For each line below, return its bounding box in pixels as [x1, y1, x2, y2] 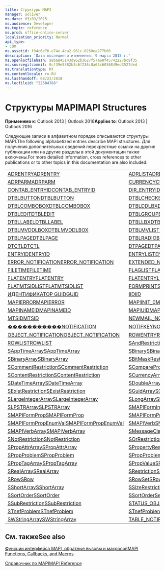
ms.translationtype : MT [5, 67, 54, 72]
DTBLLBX [128, 218, 151, 225]
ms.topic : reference [5, 26, 48, 31]
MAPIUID [128, 306, 150, 313]
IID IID [128, 291, 141, 298]
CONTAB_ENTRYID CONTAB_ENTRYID [7, 186, 96, 193]
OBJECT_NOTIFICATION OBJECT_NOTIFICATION [7, 331, 120, 338]
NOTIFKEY [128, 323, 153, 330]
